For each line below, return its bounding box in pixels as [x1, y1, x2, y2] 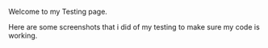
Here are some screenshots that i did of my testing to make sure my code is [8, 22, 260, 31]
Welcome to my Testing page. [8, 7, 107, 16]
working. [8, 31, 38, 40]
